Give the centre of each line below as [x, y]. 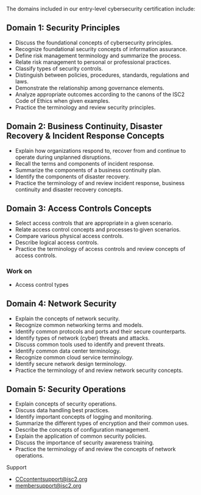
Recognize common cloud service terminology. [74, 357]
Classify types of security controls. [59, 68]
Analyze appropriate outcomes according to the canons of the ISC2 [100, 94]
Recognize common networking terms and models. [79, 325]
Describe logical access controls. [57, 242]
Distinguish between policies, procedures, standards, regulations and [102, 75]
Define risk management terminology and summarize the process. [98, 55]
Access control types [42, 284]
